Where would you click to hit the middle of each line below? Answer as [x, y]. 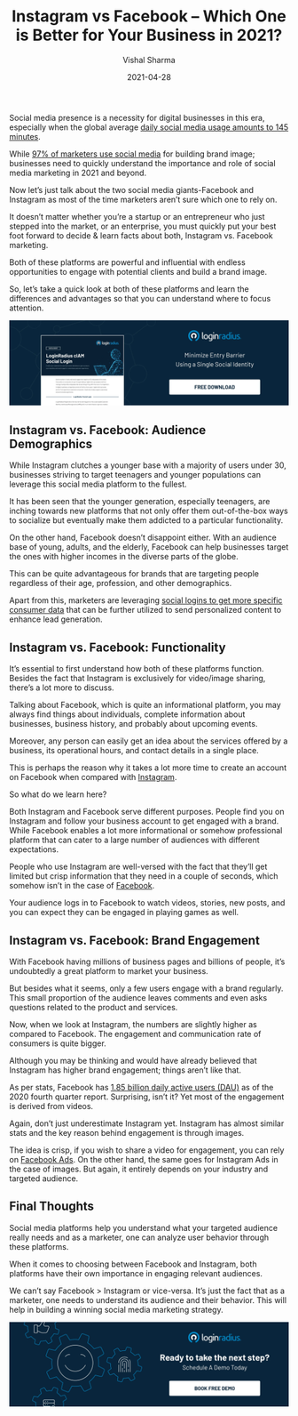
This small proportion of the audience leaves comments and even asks [138, 997]
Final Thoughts [52, 1207]
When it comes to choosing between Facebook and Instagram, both [133, 1264]
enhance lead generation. [56, 619]
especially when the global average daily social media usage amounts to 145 [149, 127]
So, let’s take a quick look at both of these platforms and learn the [129, 289]
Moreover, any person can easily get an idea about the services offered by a [149, 741]
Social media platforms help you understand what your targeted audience [143, 1227]
